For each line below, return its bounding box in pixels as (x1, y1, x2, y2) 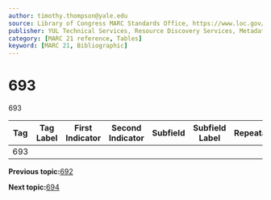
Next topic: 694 (8, 182, 60, 192)
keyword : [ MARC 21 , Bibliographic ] (8, 42, 128, 50)
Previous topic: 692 (8, 167, 74, 177)
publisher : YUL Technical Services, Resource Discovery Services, (8, 27, 236, 35)
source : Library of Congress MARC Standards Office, (8, 19, 190, 27)
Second (111, 123, 142, 134)
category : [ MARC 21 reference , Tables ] (8, 34, 143, 43)
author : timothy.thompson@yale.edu (8, 11, 128, 20)
